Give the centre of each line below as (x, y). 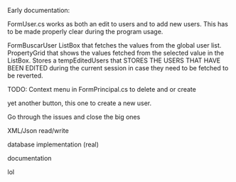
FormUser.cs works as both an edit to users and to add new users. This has (118, 24)
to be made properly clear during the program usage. (85, 32)
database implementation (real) (53, 144)
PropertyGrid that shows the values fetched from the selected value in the (116, 53)
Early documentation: (39, 10)
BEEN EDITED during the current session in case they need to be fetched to (118, 68)
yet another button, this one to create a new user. (80, 103)
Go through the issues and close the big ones (74, 117)
